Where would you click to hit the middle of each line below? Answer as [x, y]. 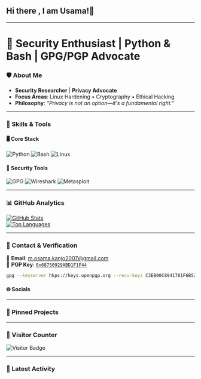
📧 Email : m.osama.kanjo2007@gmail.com [57, 258]
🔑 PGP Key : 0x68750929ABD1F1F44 [47, 265]
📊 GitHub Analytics [35, 202]
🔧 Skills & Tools [29, 124]
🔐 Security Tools [27, 168]
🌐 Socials [19, 289]
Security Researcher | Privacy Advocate [66, 91]
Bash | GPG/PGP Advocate [73, 56]
